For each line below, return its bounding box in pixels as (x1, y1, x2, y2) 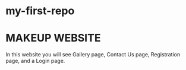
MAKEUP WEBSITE (5, 31, 101, 45)
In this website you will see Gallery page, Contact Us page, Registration (5, 51, 181, 58)
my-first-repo (5, 4, 75, 18)
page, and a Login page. (5, 58, 65, 65)
